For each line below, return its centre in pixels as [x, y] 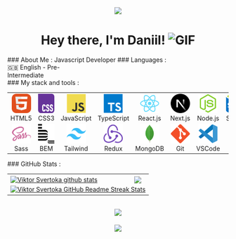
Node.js [208, 118]
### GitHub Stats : [34, 164]
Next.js [180, 118]
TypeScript [113, 118]
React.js [150, 118]
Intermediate [26, 75]
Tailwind [76, 148]
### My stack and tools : [43, 82]
